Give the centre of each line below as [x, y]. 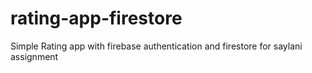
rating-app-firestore [96, 18]
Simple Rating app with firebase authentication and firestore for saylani [156, 46]
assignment [34, 56]
